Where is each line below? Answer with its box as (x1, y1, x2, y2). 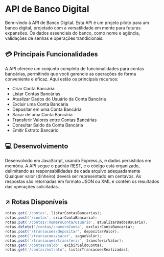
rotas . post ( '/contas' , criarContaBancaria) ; (5, 215, 97, 220)
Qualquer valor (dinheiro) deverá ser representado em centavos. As (5, 173, 141, 179)
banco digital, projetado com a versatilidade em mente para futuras (5, 25, 141, 30)
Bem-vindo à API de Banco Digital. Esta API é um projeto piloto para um (5, 20, 149, 26)
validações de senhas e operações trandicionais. (5, 35, 104, 41)
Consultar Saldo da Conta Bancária (12, 122, 83, 128)
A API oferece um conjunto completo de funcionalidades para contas (5, 65, 144, 72)
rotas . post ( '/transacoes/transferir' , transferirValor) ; (5, 238, 124, 243)
